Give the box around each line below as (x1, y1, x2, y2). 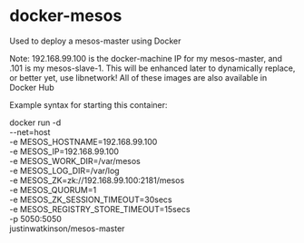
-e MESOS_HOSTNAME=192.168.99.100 (9, 136, 158, 147)
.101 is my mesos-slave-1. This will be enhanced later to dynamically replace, (9, 63, 296, 73)
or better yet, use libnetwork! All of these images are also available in (9, 72, 268, 83)
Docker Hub (9, 82, 54, 92)
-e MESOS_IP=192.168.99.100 (9, 146, 120, 157)
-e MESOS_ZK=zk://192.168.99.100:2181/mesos (9, 174, 185, 186)
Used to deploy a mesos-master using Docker (9, 35, 181, 46)
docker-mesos (9, 5, 123, 26)
